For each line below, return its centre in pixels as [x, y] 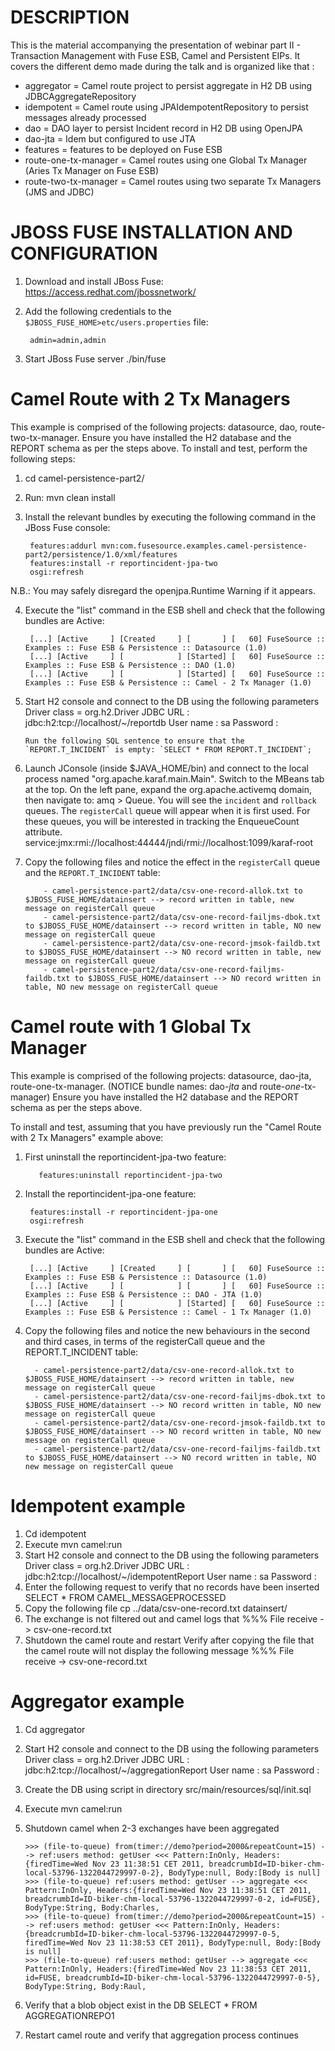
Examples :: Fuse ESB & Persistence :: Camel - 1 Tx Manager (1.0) [168, 1312]
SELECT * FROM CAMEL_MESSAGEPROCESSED [125, 1597]
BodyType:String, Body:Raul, [85, 1986]
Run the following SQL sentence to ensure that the [134, 741]
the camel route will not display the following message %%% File [159, 1650]
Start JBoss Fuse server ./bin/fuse [95, 358]
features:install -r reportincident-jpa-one [123, 1212]
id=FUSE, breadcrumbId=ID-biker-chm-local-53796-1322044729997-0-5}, [173, 1977]
